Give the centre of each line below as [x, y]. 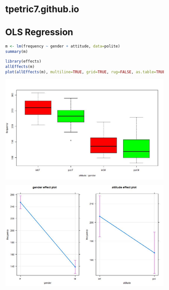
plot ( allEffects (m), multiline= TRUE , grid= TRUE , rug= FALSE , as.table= [81, 72]
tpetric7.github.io [42, 9]
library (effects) [23, 61]
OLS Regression [39, 32]
